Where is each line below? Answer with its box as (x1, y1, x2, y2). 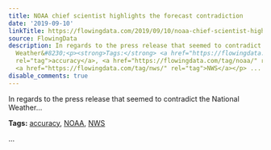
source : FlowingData (8, 34, 78, 43)
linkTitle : (8, 27, 45, 35)
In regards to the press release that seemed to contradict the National (8, 94, 240, 103)
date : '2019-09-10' (8, 19, 74, 27)
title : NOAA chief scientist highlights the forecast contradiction (8, 11, 244, 20)
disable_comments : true (8, 72, 89, 80)
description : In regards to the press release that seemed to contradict (8, 42, 262, 50)
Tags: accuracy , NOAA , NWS (8, 118, 106, 127)
